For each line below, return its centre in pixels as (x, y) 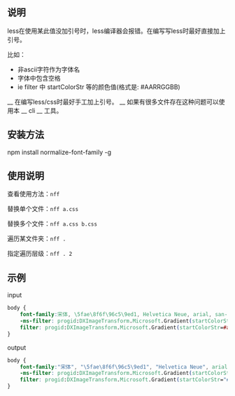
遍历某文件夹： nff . (37, 239)
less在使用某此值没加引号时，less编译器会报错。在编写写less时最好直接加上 (116, 31)
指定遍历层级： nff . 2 (40, 254)
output (17, 347)
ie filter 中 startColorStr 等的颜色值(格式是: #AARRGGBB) (99, 87)
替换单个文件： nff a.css (43, 209)
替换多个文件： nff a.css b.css (52, 224)
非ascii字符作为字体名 (49, 69)
